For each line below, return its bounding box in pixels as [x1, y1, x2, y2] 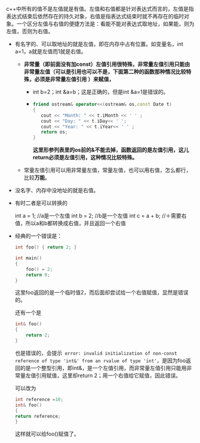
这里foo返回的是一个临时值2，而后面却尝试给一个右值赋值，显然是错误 [14, 289, 189, 296]
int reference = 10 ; [14, 396, 64, 402]
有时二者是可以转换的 [14, 199, 67, 207]
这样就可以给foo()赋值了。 [14, 430, 79, 438]
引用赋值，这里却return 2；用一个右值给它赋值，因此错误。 [35, 372, 181, 379]
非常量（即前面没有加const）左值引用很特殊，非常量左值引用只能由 [23, 60, 190, 68]
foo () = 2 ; [26, 266, 53, 272]
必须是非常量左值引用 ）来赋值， [34, 75, 115, 83]
